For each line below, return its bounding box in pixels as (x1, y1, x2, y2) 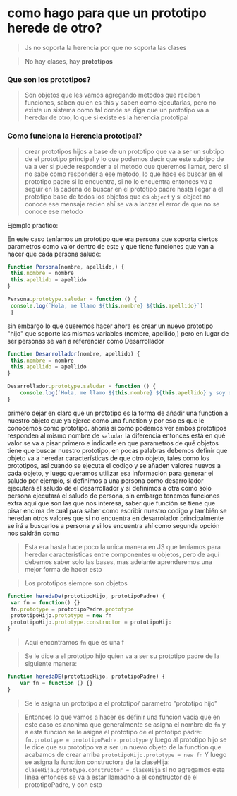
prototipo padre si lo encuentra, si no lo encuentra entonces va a (24, 177, 213, 185)
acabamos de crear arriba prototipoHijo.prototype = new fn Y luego (24, 750, 227, 759)
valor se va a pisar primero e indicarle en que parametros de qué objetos (7, 438, 219, 447)
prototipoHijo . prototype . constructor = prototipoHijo (10, 619, 172, 626)
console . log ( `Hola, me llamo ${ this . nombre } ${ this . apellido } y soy (20, 390, 226, 397)
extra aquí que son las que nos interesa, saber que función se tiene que (7, 498, 216, 507)
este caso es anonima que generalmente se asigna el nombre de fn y (24, 720, 226, 729)
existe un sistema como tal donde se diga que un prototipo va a (24, 106, 209, 115)
